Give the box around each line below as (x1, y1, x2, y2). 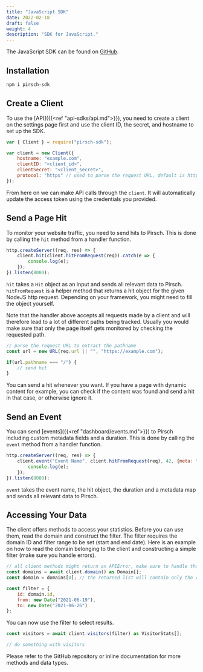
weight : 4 (6, 25, 31, 32)
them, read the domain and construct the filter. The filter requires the (6, 532, 178, 539)
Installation (6, 65, 50, 76)
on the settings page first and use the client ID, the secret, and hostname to (6, 120, 195, 128)
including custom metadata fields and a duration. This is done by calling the (6, 434, 195, 442)
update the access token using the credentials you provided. (6, 195, 157, 203)
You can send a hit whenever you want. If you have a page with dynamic (6, 381, 187, 389)
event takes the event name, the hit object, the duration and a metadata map (6, 486, 196, 493)
